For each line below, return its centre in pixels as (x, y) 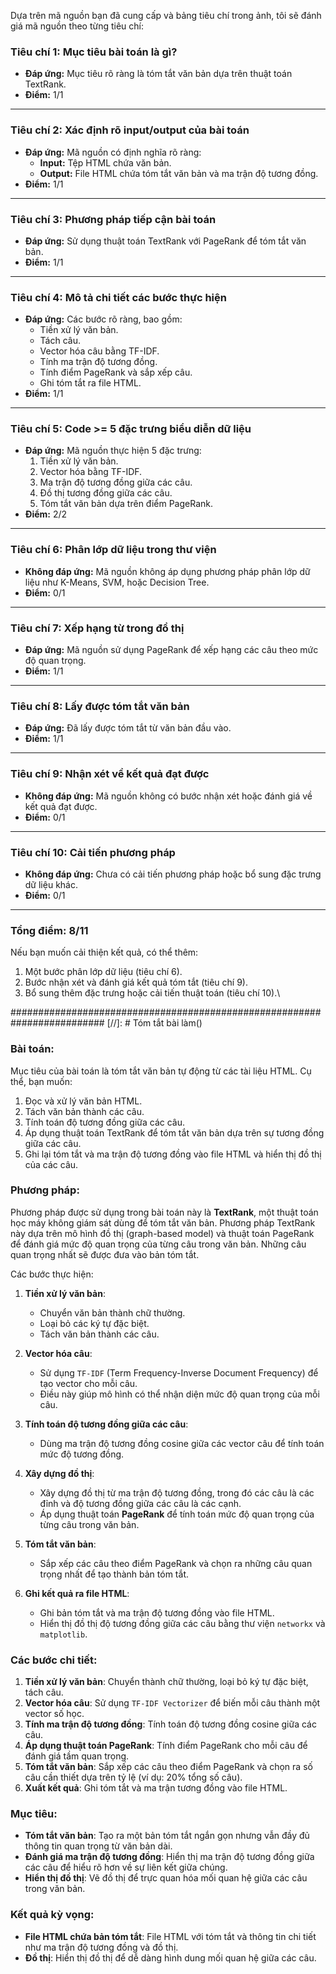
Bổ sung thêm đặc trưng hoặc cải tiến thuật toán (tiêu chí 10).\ (152, 993)
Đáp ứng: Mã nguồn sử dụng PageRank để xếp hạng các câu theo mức (171, 650)
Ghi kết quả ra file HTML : (77, 1593)
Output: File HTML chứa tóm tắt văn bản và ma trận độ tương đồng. (179, 173)
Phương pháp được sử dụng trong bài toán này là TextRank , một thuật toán (164, 1212)
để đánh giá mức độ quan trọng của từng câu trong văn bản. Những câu (158, 1244)
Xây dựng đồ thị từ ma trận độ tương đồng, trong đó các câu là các (177, 1492)
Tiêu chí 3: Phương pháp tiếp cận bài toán (113, 219)
